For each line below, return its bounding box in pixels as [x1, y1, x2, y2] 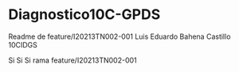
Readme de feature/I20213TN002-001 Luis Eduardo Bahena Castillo [8, 32, 231, 41]
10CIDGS [8, 40, 38, 49]
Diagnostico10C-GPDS [8, 6, 161, 24]
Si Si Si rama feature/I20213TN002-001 [8, 55, 137, 65]
